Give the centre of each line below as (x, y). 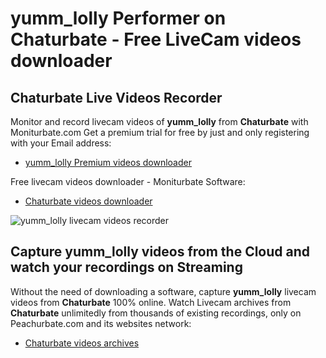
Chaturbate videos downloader (88, 201)
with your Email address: (61, 143)
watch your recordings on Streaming (126, 267)
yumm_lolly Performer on (118, 18)
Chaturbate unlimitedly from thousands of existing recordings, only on (156, 313)
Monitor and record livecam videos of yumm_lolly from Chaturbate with (159, 121)
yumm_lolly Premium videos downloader (108, 162)
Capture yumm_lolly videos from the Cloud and (160, 252)
